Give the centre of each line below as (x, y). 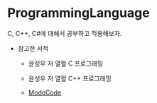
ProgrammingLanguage (79, 13)
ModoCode (45, 92)
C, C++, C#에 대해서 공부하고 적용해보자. (65, 33)
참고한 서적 (33, 48)
